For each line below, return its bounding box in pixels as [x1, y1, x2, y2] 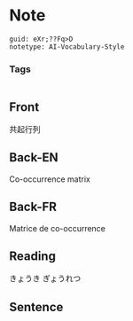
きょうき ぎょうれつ [9, 273, 82, 284]
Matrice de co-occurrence [9, 223, 106, 233]
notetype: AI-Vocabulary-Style [9, 42, 125, 51]
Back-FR [9, 200, 58, 215]
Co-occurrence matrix [9, 174, 90, 184]
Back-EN [9, 150, 59, 165]
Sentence [9, 299, 64, 315]
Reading [9, 249, 56, 264]
